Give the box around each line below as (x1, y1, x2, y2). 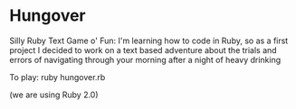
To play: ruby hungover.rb (9, 71, 106, 82)
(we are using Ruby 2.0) (9, 89, 99, 100)
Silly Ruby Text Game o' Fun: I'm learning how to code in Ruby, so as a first (9, 35, 289, 46)
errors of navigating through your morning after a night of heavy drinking (9, 54, 282, 65)
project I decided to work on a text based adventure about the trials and (9, 44, 278, 55)
